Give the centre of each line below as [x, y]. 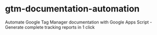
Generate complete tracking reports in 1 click [50, 27]
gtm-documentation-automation [72, 9]
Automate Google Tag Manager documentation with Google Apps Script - [78, 22]
